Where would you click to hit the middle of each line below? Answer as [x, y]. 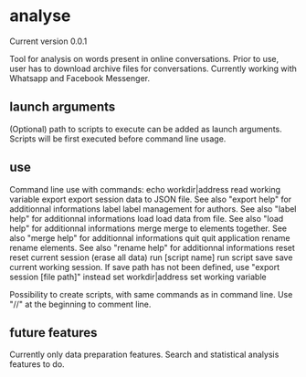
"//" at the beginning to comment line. [80, 304]
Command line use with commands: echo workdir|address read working [145, 189]
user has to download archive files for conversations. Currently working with [153, 68]
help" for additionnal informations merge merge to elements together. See [148, 228]
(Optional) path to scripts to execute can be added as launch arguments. [146, 129]
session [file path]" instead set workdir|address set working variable [138, 277]
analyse [40, 16]
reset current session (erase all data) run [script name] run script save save [151, 257]
